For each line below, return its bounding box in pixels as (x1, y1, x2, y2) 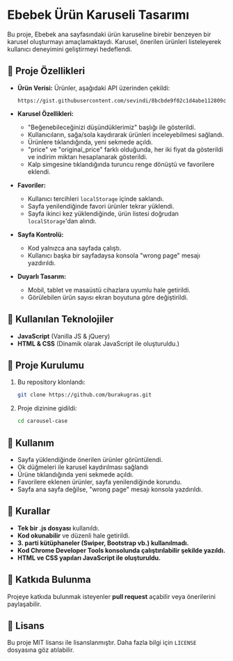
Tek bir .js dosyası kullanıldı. (17, 523, 99, 532)
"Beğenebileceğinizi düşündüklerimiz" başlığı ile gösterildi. (27, 123, 196, 131)
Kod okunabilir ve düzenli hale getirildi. (17, 531, 130, 540)
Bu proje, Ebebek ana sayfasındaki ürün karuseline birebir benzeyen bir (7, 30, 211, 38)
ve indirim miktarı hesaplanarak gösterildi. (27, 152, 148, 161)
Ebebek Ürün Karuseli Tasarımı (7, 7, 190, 23)
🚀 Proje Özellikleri (7, 65, 86, 77)
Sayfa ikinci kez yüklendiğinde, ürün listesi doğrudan (27, 209, 179, 218)
